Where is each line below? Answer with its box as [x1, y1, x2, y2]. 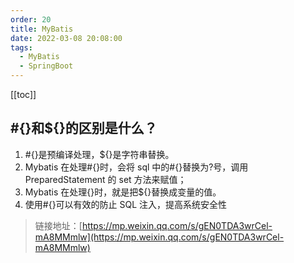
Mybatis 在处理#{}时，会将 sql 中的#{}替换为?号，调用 [24, 161, 249, 173]
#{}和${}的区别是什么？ [10, 120, 158, 137]
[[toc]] [10, 89, 37, 100]
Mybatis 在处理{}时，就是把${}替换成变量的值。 [24, 186, 222, 198]
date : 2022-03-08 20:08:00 [10, 33, 123, 43]
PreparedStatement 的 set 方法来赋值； [24, 173, 187, 185]
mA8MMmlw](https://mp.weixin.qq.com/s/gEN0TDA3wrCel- [34, 231, 285, 243]
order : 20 [10, 14, 52, 25]
